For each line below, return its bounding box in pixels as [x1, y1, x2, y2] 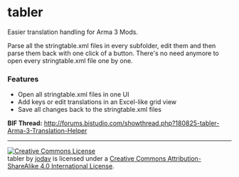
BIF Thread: [7, 119, 43, 127]
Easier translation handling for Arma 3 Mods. [7, 28, 139, 36]
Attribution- [167, 154, 201, 163]
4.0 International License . [40, 162, 115, 171]
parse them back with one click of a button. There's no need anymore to [7, 49, 219, 57]
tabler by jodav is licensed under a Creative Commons [7, 154, 166, 163]
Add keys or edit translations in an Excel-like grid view [17, 98, 176, 106]
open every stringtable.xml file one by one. [7, 56, 133, 64]
